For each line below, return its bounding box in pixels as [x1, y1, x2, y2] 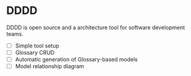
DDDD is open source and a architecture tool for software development [6, 24, 185, 31]
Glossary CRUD [15, 49, 55, 56]
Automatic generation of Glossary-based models [15, 56, 138, 63]
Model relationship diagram [15, 63, 84, 70]
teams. [6, 30, 24, 37]
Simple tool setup [15, 42, 60, 49]
